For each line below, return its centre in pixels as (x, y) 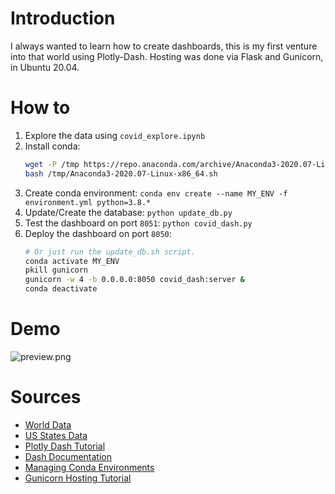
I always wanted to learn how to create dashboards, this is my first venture (164, 46)
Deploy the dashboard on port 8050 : (98, 233)
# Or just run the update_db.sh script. (110, 252)
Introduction (63, 18)
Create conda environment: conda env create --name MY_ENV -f (156, 193)
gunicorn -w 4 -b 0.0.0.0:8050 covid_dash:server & (134, 280)
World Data (48, 424)
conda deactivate (61, 289)
